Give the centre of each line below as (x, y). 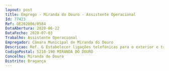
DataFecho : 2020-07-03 (29, 33)
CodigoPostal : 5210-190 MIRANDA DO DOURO (49, 51)
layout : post (19, 10)
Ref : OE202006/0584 (26, 24)
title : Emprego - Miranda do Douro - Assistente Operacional (71, 14)
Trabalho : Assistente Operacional (41, 38)
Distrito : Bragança (26, 61)
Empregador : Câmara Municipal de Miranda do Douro (59, 42)
